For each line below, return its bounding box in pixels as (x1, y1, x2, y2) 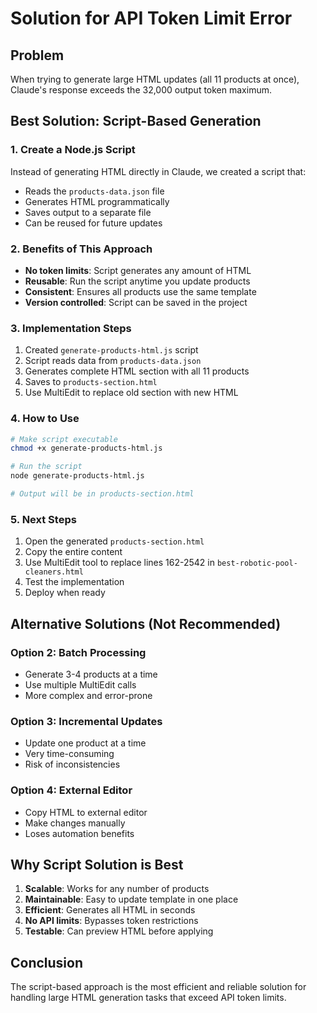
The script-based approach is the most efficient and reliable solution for (10, 981, 307, 993)
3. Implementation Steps (10, 321, 132, 335)
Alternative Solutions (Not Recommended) (10, 615, 282, 632)
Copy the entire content (24, 546, 123, 558)
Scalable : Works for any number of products (24, 883, 210, 895)
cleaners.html (24, 567, 84, 577)
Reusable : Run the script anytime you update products (24, 275, 251, 287)
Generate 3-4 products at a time (24, 668, 158, 680)
